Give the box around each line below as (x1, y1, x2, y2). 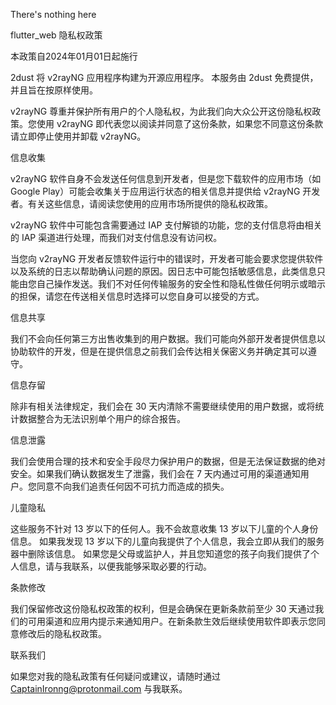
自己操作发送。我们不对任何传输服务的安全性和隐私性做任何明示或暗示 (36, 278, 326, 289)
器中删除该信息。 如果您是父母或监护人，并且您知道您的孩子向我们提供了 (10, 548, 311, 559)
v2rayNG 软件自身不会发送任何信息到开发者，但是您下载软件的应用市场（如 (10, 173, 322, 184)
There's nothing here (10, 9, 97, 20)
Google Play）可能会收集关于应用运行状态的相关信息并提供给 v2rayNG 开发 (10, 185, 321, 197)
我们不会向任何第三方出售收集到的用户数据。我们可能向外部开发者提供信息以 (10, 333, 326, 344)
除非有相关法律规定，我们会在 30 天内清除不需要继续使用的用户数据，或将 (10, 400, 316, 412)
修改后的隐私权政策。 (18, 628, 107, 639)
